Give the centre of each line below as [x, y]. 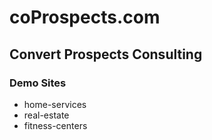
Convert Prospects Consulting [106, 54]
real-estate [46, 115]
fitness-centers [55, 125]
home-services [55, 104]
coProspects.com [85, 17]
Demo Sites [38, 83]
